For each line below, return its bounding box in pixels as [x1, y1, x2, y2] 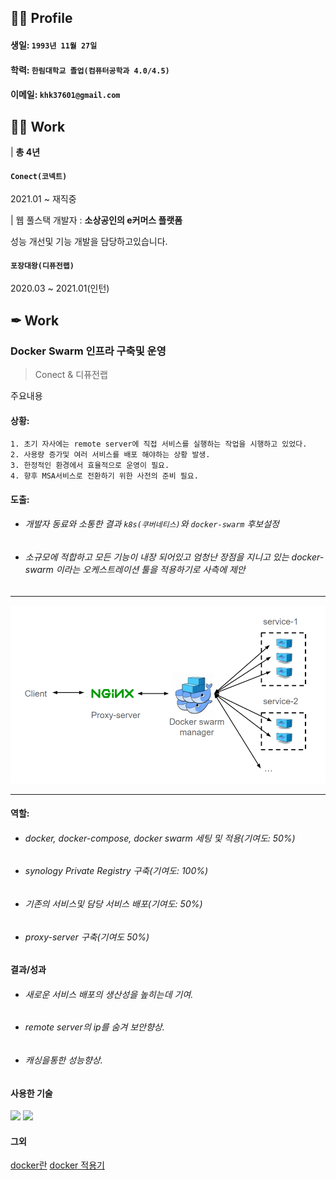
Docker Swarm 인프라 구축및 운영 [10, 344, 167, 358]
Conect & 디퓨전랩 [34, 369, 108, 381]
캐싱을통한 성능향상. [24, 1054, 103, 1066]
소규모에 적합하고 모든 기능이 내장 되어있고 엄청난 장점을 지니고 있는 [24, 551, 290, 563]
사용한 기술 [10, 1087, 53, 1099]
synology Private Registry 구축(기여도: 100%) [24, 865, 209, 877]
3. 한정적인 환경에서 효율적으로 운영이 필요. [10, 461, 170, 471]
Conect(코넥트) [10, 171, 68, 181]
